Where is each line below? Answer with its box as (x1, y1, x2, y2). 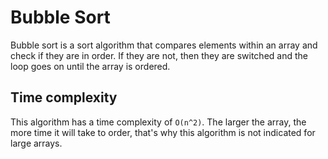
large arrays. (10, 137, 63, 149)
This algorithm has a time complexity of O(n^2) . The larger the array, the (10, 116, 307, 128)
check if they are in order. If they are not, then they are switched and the (10, 49, 308, 61)
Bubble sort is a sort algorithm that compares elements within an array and (10, 39, 318, 51)
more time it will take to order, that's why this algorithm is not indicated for (10, 126, 316, 138)
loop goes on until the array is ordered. (10, 60, 171, 72)
